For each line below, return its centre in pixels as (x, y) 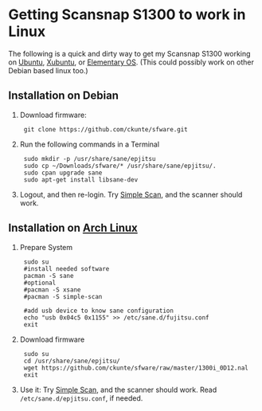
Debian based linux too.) (49, 70)
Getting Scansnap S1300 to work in (127, 15)
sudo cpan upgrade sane (63, 173)
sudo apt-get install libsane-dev (81, 180)
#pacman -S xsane (52, 290)
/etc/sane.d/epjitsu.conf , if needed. (81, 398)
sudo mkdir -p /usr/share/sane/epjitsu (90, 159)
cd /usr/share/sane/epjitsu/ (72, 361)
